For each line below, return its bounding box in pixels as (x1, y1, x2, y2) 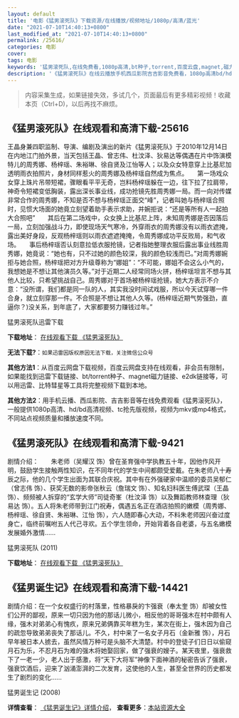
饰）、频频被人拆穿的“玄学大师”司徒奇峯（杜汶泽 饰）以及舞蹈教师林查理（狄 (7, 493, 230, 501)
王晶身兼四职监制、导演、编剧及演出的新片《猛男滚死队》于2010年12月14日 (7, 142, 228, 151)
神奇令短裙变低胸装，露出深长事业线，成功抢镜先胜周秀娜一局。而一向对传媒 (7, 187, 232, 196)
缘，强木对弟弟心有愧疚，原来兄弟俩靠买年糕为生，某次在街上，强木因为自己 (7, 619, 232, 628)
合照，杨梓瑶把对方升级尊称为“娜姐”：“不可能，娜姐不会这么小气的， (26, 258, 228, 267)
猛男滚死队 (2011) (7, 543, 58, 552)
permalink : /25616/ (7, 37, 65, 44)
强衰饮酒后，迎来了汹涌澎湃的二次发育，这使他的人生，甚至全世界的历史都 (7, 664, 225, 672)
